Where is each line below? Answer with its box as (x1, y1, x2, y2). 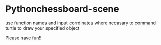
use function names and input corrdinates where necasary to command (5, 20, 156, 26)
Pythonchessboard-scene (5, 3, 119, 15)
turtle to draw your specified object (5, 25, 80, 31)
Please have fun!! (5, 35, 42, 41)
